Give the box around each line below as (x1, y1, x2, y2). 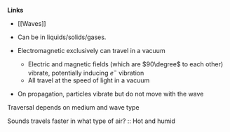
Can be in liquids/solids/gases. (17, 33, 107, 41)
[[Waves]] (17, 20, 47, 27)
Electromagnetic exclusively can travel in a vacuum (17, 47, 166, 54)
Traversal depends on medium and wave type (7, 103, 140, 111)
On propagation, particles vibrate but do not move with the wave (17, 89, 204, 98)
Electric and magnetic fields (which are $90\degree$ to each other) (27, 60, 224, 68)
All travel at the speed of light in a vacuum (27, 76, 150, 85)
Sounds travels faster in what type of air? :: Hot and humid (7, 117, 175, 125)
